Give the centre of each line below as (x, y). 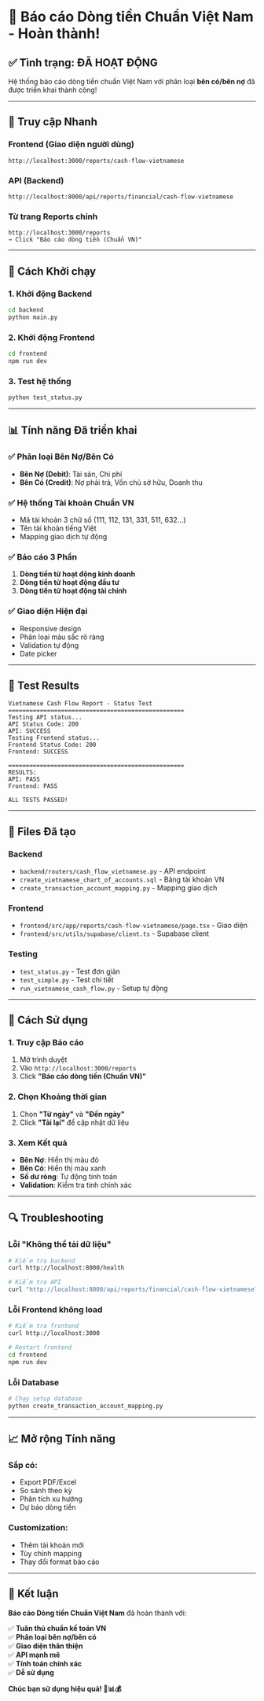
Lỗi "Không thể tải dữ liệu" (60, 1244)
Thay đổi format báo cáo (59, 1562)
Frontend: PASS (33, 786)
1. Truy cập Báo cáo (46, 1042)
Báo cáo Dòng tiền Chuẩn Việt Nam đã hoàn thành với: (97, 1613)
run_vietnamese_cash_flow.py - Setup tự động (93, 988)
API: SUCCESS (29, 731)
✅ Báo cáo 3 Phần (43, 557)
